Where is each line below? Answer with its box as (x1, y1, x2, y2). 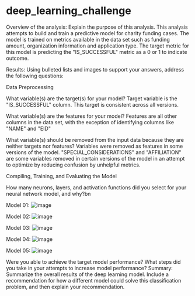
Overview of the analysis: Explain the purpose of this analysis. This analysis (6, 23, 188, 30)
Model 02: (6, 213, 31, 220)
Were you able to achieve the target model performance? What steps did (6, 258, 181, 265)
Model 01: (6, 201, 30, 209)
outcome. (6, 55, 29, 62)
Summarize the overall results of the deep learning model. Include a (6, 271, 169, 278)
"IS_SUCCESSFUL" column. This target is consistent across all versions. (6, 101, 179, 108)
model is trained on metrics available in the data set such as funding (6, 36, 170, 43)
